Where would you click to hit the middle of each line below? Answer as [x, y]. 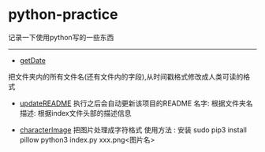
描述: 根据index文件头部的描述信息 [75, 113]
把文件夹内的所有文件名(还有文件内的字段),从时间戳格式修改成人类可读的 [126, 76]
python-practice [63, 15]
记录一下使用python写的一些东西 [61, 37]
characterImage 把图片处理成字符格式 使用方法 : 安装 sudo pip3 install [133, 130]
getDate [32, 60]
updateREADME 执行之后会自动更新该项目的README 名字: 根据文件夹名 [136, 103]
